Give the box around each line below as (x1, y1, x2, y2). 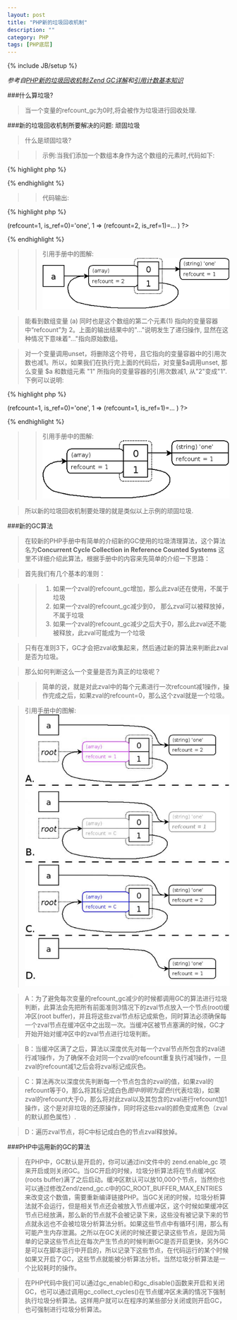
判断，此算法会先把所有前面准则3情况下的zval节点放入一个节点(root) (24, 1003, 224, 1012)
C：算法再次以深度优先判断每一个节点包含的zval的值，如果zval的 (24, 1078, 214, 1086)
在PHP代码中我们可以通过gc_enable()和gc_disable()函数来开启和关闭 (24, 1279, 225, 1287)
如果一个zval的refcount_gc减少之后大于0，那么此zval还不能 (52, 619, 227, 628)
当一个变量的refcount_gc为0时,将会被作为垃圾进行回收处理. (24, 106, 197, 114)
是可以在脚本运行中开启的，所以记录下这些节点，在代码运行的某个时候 (24, 1246, 229, 1254)
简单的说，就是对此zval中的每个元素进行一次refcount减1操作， (42, 682, 224, 690)
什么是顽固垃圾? (24, 136, 72, 145)
